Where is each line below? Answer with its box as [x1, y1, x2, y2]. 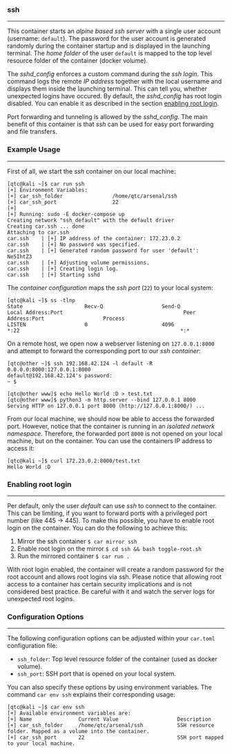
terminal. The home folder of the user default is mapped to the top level [7, 49, 212, 57]
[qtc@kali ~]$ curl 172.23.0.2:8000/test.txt [7, 457, 140, 465]
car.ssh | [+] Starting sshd [7, 271, 100, 278]
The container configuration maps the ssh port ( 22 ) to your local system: [7, 283, 213, 291]
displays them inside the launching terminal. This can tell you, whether [7, 84, 207, 93]
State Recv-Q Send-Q [7, 303, 181, 309]
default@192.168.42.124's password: [7, 372, 113, 379]
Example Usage [7, 145, 61, 154]
